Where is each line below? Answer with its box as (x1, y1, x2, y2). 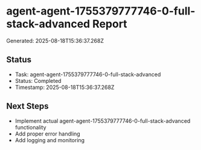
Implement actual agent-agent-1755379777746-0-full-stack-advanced (14, 117, 191, 125)
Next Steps (6, 101, 49, 111)
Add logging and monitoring (14, 136, 85, 143)
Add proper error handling (14, 130, 80, 137)
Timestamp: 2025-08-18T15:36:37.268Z (14, 83, 115, 91)
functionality (14, 123, 46, 131)
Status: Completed (14, 77, 62, 84)
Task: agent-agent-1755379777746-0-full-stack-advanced (14, 71, 161, 78)
